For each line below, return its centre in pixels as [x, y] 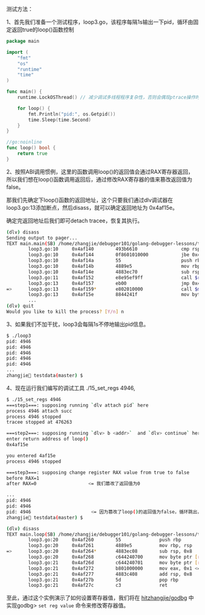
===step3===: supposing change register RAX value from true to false [98, 473]
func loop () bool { [31, 148]
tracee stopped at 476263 [39, 422]
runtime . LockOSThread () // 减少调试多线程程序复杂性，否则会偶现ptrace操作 [106, 97]
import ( [17, 52]
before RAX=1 [23, 478]
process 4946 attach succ [39, 411]
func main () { [24, 92]
